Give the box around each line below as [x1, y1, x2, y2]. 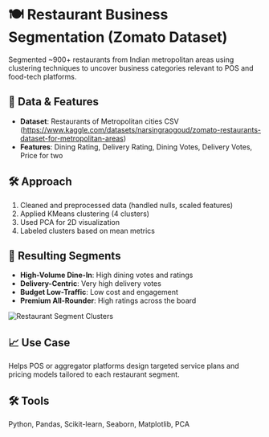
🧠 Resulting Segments [8, 249, 121, 263]
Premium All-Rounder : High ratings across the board [19, 296, 197, 305]
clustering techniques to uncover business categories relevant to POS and [8, 63, 255, 72]
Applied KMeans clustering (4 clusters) [19, 209, 150, 218]
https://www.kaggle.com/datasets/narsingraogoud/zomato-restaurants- [22, 125, 261, 134]
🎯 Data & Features [8, 95, 99, 108]
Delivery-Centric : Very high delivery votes [19, 279, 162, 288]
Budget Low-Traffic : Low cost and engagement [19, 288, 179, 297]
